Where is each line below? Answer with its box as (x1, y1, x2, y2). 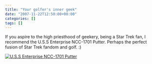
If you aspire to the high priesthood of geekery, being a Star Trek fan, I (5, 34, 146, 40)
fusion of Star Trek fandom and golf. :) (5, 44, 82, 50)
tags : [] (5, 20, 23, 26)
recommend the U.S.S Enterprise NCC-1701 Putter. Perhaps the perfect (5, 39, 147, 45)
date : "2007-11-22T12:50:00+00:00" (5, 12, 77, 16)
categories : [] (5, 16, 36, 21)
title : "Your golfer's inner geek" (5, 7, 77, 12)
